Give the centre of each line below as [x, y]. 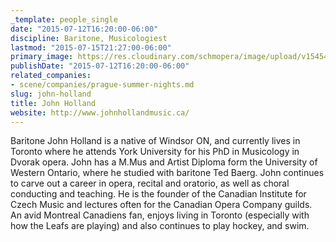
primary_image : [42, 57]
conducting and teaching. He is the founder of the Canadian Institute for [158, 194]
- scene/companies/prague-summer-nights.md [102, 85]
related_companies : [51, 76]
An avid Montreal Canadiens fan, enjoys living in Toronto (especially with [160, 215]
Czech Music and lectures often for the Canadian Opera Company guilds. [161, 205]
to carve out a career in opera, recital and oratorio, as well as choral [150, 183]
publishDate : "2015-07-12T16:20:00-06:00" [100, 66]
